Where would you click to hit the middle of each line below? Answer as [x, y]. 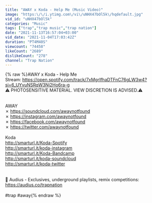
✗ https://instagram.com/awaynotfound [46, 116]
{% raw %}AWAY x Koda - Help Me [41, 74]
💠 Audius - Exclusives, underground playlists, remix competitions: [72, 180]
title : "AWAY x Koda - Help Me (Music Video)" [54, 10]
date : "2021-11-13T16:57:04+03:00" [42, 33]
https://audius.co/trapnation [34, 185]
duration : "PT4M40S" [27, 42]
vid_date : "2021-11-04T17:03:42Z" [41, 38]
